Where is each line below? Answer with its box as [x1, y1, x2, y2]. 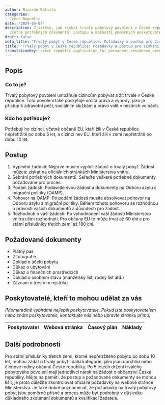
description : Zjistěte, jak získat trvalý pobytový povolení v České [5, 26, 151, 30]
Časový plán [87, 324, 118, 330]
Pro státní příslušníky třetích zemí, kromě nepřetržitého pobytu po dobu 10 [5, 353, 155, 359]
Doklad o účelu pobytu [12, 259, 58, 265]
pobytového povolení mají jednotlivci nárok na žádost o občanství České [5, 369, 152, 375]
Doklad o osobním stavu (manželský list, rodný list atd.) [12, 274, 124, 280]
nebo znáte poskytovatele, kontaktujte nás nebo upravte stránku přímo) [5, 312, 151, 318]
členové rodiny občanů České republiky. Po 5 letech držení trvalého [5, 364, 142, 370]
